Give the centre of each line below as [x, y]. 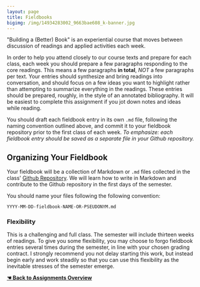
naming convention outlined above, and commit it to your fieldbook [89, 126]
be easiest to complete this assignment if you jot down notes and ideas [94, 102]
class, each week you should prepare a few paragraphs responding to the [97, 64]
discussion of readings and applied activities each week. [76, 46]
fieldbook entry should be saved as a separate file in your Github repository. [100, 139]
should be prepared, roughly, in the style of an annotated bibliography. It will [100, 95]
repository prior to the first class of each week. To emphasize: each [90, 132]
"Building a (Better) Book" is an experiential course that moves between [95, 40]
